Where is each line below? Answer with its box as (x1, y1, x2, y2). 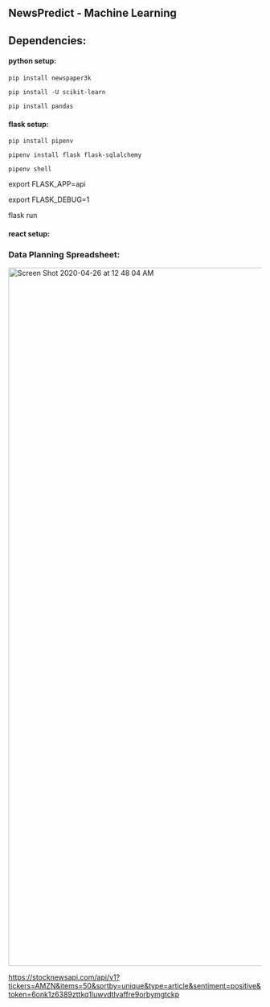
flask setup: (8, 119, 50, 129)
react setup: (8, 228, 51, 238)
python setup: (8, 56, 57, 66)
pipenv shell (8, 165, 52, 174)
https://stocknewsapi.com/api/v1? (8, 972, 121, 982)
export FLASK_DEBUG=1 (8, 195, 90, 204)
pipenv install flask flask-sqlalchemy (8, 151, 142, 159)
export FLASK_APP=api (8, 179, 86, 189)
